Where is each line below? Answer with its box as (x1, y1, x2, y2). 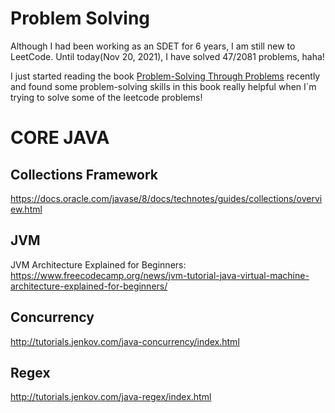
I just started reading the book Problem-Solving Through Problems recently (10, 70, 321, 82)
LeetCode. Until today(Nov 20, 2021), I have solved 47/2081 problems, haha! (10, 50, 325, 62)
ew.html (10, 203, 43, 215)
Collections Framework (10, 166, 158, 183)
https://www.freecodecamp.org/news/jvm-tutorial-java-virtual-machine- (10, 269, 310, 281)
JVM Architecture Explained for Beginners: (10, 258, 187, 271)
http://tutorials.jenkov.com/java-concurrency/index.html (10, 335, 240, 347)
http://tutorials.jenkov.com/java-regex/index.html (10, 391, 212, 403)
